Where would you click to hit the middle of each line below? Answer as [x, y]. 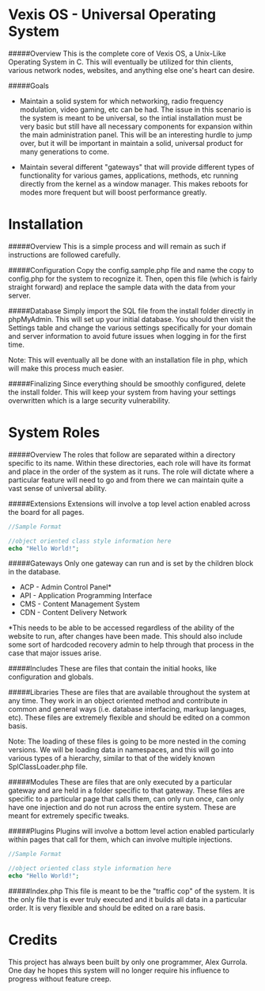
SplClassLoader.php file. [48, 766]
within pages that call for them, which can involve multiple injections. [121, 839]
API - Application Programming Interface [86, 596]
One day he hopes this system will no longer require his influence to [119, 970]
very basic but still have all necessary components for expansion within [136, 126]
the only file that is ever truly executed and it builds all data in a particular [127, 900]
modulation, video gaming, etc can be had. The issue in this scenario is [135, 109]
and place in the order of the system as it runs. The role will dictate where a [131, 471]
